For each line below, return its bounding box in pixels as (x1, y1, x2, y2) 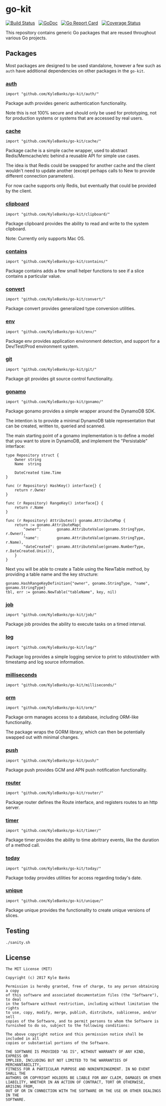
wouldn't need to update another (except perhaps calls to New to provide (5, 168, 156, 174)
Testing (5, 927, 30, 935)
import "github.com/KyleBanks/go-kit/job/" (5, 612, 97, 617)
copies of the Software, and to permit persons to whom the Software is (5, 1019, 159, 1024)
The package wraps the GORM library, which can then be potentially (5, 729, 145, 735)
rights (5, 1006, 19, 1011)
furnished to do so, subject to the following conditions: (5, 1023, 130, 1028)
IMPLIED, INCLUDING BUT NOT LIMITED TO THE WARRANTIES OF (5, 1058, 128, 1063)
